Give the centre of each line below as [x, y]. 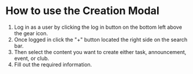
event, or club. [31, 58]
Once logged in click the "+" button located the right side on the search [101, 39]
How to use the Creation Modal [82, 11]
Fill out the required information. [53, 64]
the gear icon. [31, 33]
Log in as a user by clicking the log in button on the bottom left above [98, 27]
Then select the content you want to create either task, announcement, [100, 52]
